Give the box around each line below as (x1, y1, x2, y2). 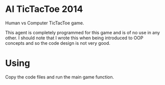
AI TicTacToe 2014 (5, 3, 83, 15)
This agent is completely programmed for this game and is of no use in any (5, 29, 160, 35)
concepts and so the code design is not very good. (5, 40, 110, 46)
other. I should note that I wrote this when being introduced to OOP (5, 35, 144, 41)
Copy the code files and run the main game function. (5, 74, 114, 80)
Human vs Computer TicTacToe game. (5, 20, 84, 26)
